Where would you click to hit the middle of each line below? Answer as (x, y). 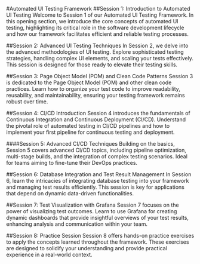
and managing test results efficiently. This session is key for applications (96, 187)
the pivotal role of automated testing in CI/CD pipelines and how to (88, 126)
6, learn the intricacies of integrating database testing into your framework (98, 181)
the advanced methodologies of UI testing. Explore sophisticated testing (95, 52)
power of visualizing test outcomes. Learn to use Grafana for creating (92, 211)
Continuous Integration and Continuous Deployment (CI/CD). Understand (96, 119)
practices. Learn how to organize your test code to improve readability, (93, 89)
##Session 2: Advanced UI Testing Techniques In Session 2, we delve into (97, 45)
